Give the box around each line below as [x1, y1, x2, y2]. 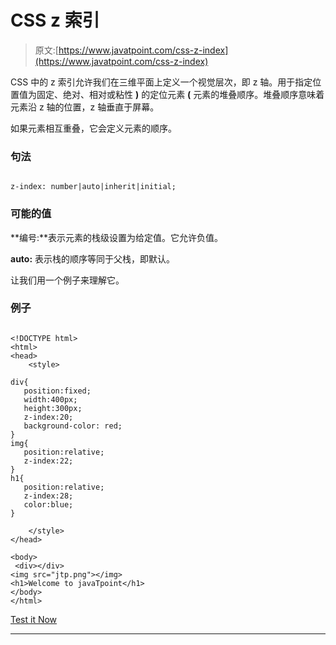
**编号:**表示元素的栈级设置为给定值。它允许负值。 [10, 231, 224, 243]
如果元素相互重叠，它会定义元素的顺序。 [10, 122, 177, 134]
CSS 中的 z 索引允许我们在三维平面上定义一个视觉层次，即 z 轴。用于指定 [10, 76, 313, 88]
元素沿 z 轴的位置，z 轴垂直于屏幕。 [10, 101, 160, 113]
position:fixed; [23, 386, 92, 396]
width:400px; [23, 394, 78, 405]
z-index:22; [23, 456, 74, 466]
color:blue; [23, 499, 74, 510]
